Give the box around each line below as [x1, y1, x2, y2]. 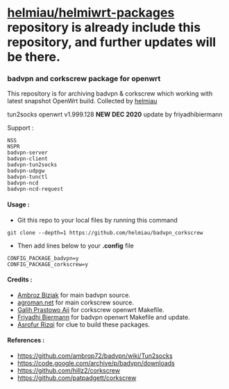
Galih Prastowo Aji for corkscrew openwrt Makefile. [17, 305, 164, 313]
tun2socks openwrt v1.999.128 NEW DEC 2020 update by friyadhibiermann [7, 110, 223, 119]
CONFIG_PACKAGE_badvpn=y [7, 254, 79, 261]
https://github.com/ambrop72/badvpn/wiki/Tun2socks [17, 352, 173, 360]
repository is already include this [7, 19, 201, 35]
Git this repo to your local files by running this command [17, 216, 178, 224]
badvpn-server [7, 149, 49, 157]
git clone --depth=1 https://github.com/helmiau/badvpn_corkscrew [7, 229, 203, 236]
